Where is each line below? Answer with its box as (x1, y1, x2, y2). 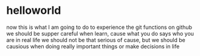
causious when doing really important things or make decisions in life (6, 43, 180, 50)
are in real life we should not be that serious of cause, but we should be (6, 36, 185, 43)
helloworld (6, 4, 61, 17)
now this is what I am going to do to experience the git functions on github (6, 23, 193, 31)
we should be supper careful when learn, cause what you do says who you (6, 30, 195, 37)
